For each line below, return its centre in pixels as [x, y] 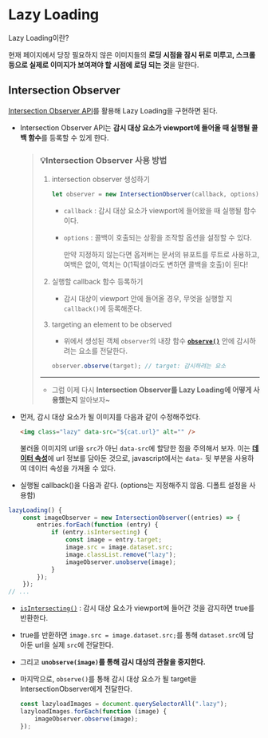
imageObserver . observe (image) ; [87, 719]
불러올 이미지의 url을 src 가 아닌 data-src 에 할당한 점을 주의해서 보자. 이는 [135, 448]
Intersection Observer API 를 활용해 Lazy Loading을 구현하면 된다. [113, 110]
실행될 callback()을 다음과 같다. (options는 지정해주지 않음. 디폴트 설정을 [133, 485]
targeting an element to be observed [112, 324]
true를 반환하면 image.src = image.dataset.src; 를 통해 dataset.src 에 [132, 635]
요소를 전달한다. [103, 351]
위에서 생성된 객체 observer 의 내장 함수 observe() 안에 [149, 340]
